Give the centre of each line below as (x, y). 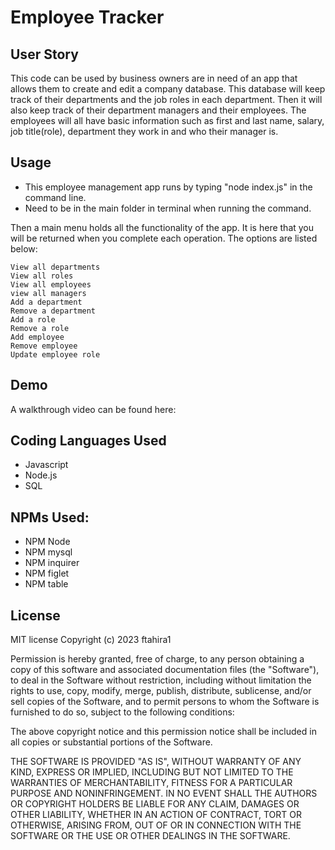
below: (24, 248)
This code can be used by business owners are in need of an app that (154, 78)
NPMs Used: (50, 517)
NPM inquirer (52, 563)
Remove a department (53, 311)
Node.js (41, 475)
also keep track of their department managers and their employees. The (158, 110)
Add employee (37, 337)
